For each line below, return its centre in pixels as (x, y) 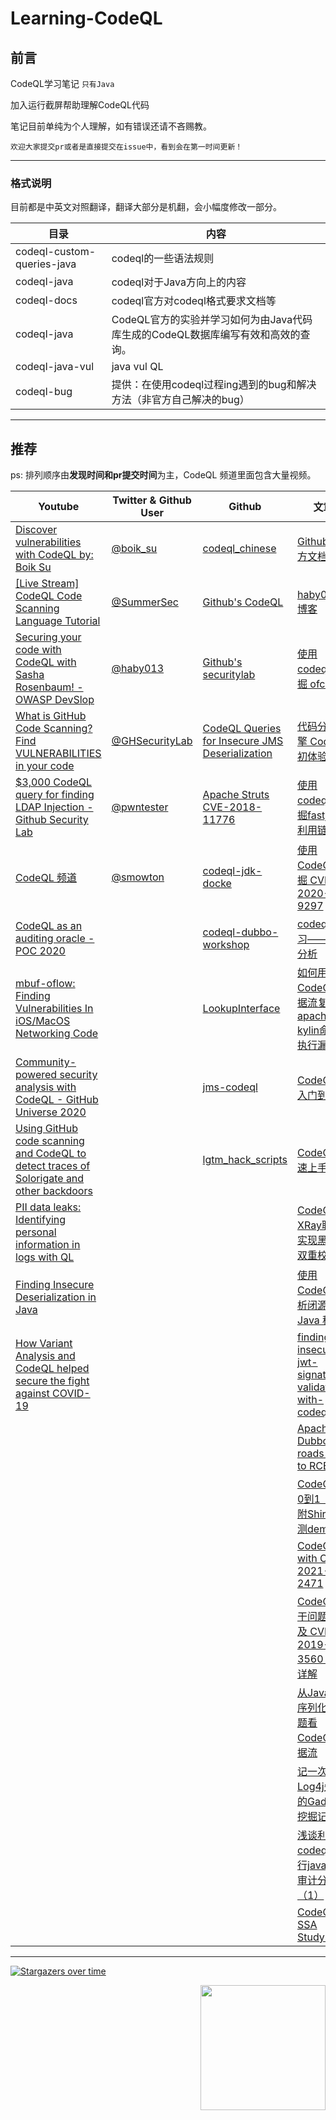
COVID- (71, 1394)
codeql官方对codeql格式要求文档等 (194, 301)
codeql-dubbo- (240, 932)
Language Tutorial (58, 621)
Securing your (48, 637)
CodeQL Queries (242, 729)
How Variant (44, 1344)
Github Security (52, 820)
